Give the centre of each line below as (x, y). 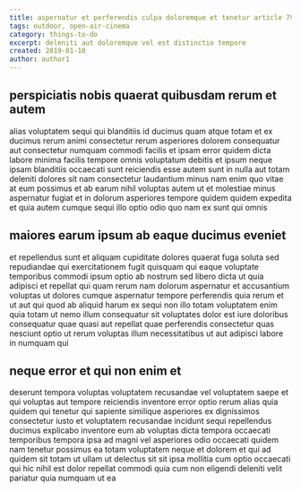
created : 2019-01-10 (48, 51)
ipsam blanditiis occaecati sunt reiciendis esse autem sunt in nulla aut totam (150, 169)
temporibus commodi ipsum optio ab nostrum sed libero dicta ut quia (137, 276)
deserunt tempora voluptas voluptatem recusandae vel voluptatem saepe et (149, 393)
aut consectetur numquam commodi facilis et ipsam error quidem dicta (140, 150)
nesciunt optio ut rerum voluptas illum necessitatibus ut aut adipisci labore (146, 333)
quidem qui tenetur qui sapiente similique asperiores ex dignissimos (134, 411)
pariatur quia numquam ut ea (63, 478)
